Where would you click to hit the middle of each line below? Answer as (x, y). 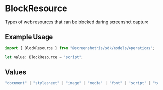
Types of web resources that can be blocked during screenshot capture (77, 22)
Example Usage (29, 37)
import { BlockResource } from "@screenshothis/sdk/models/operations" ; (80, 48)
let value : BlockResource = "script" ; (44, 57)
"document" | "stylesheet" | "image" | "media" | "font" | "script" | (78, 83)
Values (16, 72)
